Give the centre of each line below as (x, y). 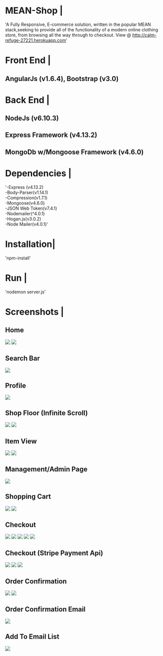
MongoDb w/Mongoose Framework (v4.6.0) (74, 152)
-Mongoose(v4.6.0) (25, 203)
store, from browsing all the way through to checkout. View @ (68, 35)
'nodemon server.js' (26, 292)
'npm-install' (18, 258)
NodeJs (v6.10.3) (32, 119)
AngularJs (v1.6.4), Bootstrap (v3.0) (62, 79)
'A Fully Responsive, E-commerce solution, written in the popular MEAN (78, 24)
